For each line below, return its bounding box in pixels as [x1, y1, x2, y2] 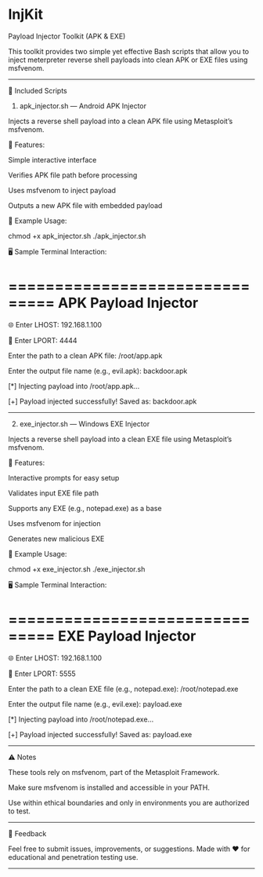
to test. [8, 806, 31, 816]
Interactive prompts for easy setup [8, 473, 120, 482]
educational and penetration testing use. [8, 852, 139, 861]
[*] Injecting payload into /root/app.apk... [8, 381, 140, 390]
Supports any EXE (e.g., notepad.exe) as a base [8, 503, 162, 513]
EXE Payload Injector [57, 627, 196, 645]
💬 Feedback [8, 828, 47, 838]
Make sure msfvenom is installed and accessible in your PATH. [8, 783, 210, 792]
